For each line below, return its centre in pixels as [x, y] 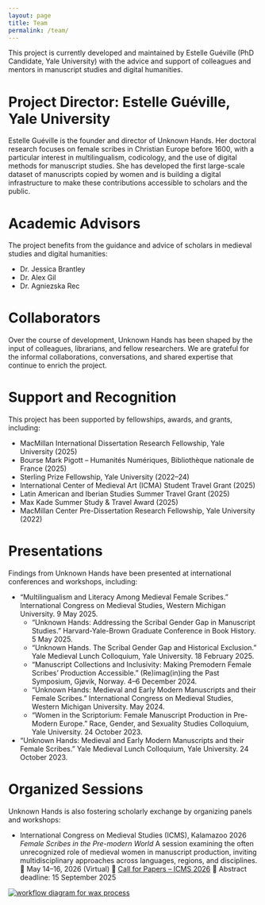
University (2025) [48, 452]
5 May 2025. [52, 639]
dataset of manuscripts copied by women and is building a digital [115, 175]
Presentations [56, 551]
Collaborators [54, 318]
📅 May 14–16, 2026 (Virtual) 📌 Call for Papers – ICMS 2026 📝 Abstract [133, 869]
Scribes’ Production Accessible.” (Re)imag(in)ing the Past [125, 673]
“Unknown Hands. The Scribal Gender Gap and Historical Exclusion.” [144, 648]
